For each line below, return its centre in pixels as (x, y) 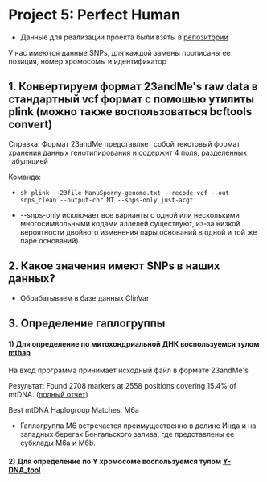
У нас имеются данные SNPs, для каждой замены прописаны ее (119, 52)
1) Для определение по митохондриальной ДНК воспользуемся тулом (134, 343)
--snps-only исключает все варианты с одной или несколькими (129, 214)
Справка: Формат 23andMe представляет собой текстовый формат (124, 143)
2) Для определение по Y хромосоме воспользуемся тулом (115, 461)
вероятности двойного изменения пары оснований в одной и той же (138, 232)
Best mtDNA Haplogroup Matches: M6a (74, 410)
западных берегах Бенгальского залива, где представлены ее (127, 434)
